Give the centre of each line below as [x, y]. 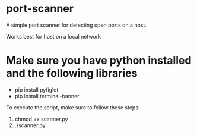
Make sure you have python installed [99, 61]
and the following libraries [72, 73]
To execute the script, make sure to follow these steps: [73, 107]
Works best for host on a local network [54, 36]
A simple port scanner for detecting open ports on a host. [77, 25]
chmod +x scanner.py [41, 119]
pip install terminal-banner [47, 96]
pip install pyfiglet [36, 90]
